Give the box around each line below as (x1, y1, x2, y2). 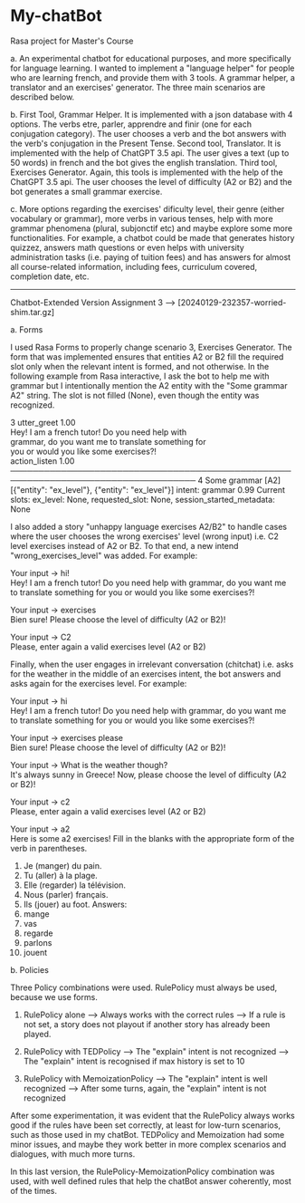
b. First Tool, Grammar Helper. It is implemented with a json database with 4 (10, 109, 293, 120)
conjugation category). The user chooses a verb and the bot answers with (10, 128, 287, 139)
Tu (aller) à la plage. (23, 870, 98, 881)
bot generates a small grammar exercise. (10, 186, 163, 197)
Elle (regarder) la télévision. (23, 880, 126, 890)
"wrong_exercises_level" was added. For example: (10, 550, 198, 561)
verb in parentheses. (10, 842, 88, 853)
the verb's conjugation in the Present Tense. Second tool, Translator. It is (10, 138, 281, 149)
